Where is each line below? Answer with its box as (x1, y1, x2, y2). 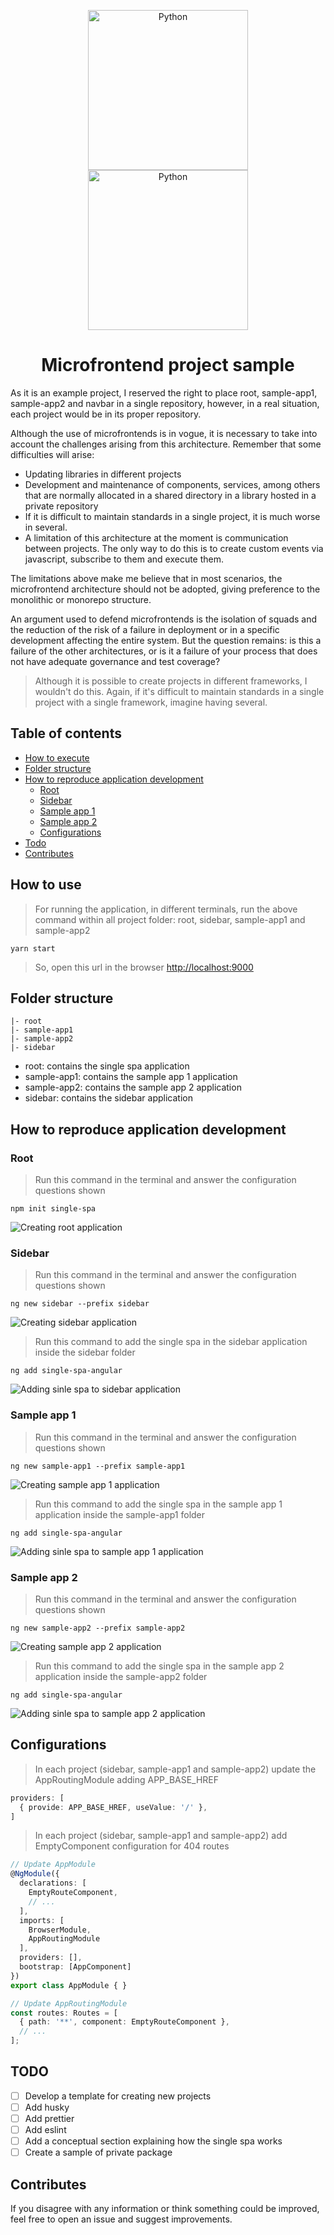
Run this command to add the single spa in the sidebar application (34, 1336, 308, 1348)
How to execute (24, 751, 90, 764)
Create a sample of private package (24, 2146, 173, 2159)
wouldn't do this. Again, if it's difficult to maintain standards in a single (34, 685, 325, 697)
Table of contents (10, 725, 122, 742)
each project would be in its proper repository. (10, 408, 202, 420)
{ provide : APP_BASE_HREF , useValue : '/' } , (19, 1802, 208, 1812)
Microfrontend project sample (41, 354, 295, 377)
